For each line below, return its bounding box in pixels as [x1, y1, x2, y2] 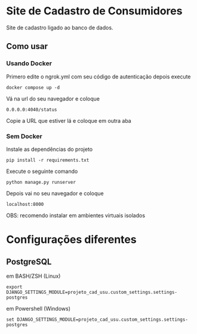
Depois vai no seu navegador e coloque [6, 190, 104, 197]
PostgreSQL [6, 256, 52, 267]
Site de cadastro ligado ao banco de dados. [6, 24, 113, 31]
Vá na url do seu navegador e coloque [6, 95, 100, 102]
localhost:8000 [6, 201, 44, 207]
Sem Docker [6, 132, 43, 140]
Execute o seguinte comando [6, 168, 78, 175]
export [6, 284, 23, 290]
